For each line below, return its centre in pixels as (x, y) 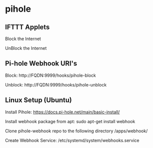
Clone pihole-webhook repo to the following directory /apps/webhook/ (76, 131)
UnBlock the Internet (26, 48)
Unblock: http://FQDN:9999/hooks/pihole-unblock (56, 85)
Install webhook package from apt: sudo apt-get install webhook (70, 121)
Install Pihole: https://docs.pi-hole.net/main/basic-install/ (63, 112)
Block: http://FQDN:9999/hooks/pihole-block (51, 75)
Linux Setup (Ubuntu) (38, 100)
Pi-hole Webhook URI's (41, 64)
